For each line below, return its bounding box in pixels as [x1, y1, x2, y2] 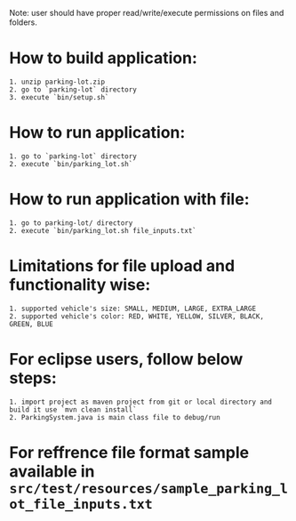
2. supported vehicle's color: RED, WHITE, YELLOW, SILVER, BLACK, [9, 311, 265, 321]
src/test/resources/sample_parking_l [9, 480, 289, 497]
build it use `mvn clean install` [9, 405, 138, 414]
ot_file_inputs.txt [9, 495, 153, 512]
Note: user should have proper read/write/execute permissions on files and [9, 8, 284, 18]
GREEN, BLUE [9, 319, 53, 328]
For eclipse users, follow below [9, 349, 244, 369]
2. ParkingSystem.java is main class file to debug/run [9, 413, 220, 421]
